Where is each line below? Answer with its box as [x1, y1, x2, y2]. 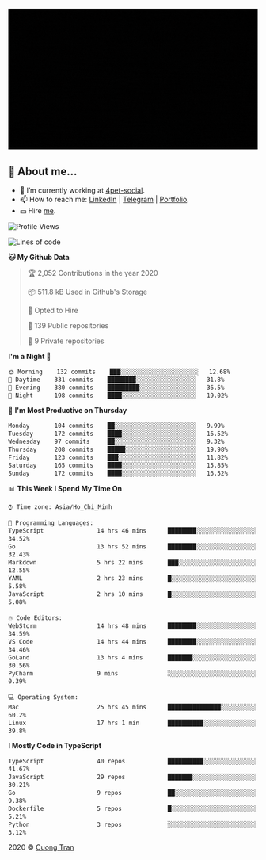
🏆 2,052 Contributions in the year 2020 [27, 269, 158, 278]
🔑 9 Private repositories [27, 336, 104, 346]
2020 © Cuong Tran [8, 843, 74, 852]
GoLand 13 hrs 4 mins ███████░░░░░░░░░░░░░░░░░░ [8, 654, 257, 662]
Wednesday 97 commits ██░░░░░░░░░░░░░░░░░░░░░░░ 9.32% [8, 438, 225, 446]
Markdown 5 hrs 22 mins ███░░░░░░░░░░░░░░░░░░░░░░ [8, 559, 257, 567]
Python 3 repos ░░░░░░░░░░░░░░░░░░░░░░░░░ [8, 821, 257, 829]
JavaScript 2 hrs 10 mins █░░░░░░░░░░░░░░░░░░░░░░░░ [8, 591, 257, 598]
